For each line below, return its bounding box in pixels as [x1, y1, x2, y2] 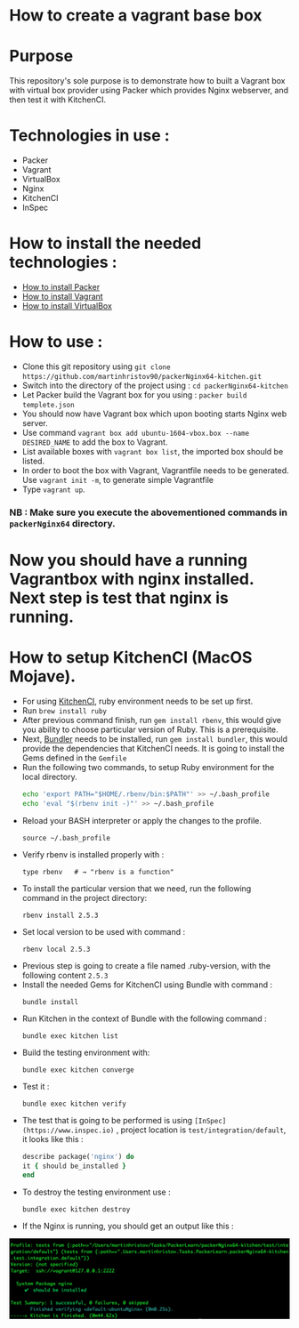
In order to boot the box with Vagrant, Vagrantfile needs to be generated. [21, 464, 289, 476]
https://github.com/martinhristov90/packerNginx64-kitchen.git [21, 372, 263, 381]
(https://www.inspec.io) [21, 1126, 115, 1135]
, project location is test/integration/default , [116, 1124, 287, 1135]
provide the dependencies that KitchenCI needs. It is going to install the [21, 743, 285, 753]
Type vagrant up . [21, 484, 86, 495]
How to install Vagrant [21, 291, 104, 302]
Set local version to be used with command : [21, 926, 186, 937]
